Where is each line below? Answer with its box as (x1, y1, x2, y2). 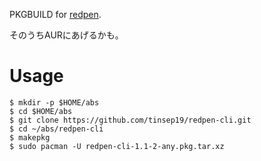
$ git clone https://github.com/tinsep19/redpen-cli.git (9, 115, 252, 125)
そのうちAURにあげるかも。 (9, 29, 124, 41)
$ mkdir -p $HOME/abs (9, 97, 100, 108)
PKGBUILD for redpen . (9, 9, 102, 20)
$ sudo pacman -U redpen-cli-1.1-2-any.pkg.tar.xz (9, 141, 225, 151)
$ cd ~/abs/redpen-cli (9, 124, 104, 134)
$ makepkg (9, 132, 51, 143)
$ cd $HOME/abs (9, 106, 73, 116)
